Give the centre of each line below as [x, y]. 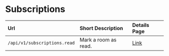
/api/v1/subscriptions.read [41, 43]
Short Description [101, 28]
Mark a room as [98, 39]
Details [141, 25]
